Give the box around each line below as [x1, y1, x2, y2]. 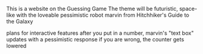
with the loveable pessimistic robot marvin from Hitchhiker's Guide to [16, 11, 190, 19]
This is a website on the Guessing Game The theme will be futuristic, [6, 5, 178, 12]
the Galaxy [6, 18, 33, 25]
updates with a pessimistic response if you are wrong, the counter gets [6, 36, 184, 43]
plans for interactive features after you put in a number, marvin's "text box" [6, 29, 194, 37]
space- [179, 5, 198, 12]
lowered [6, 42, 27, 49]
